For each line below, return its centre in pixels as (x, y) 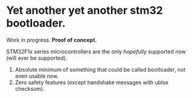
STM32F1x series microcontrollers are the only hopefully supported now (96, 51)
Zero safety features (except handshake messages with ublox (92, 82)
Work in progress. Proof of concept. (52, 40)
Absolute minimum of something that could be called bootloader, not (100, 69)
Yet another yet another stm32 (85, 11)
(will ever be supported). (37, 58)
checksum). (30, 88)
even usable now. (37, 76)
